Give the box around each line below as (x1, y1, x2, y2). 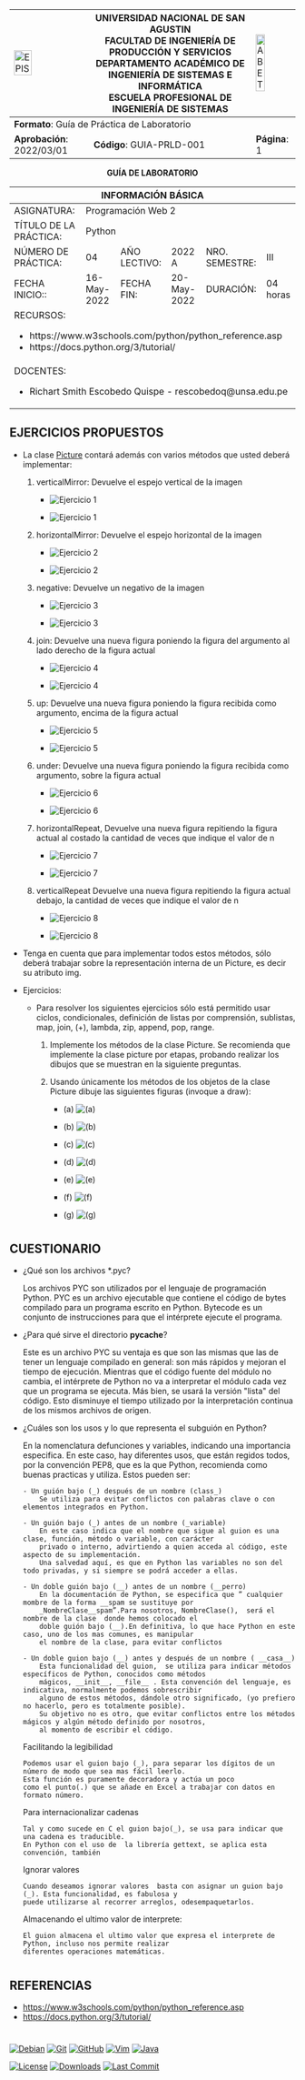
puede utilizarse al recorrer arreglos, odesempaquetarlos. (22, 1898, 255, 1907)
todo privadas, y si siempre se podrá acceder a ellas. (22, 1566, 239, 1576)
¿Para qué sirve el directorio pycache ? (22, 1330, 168, 1341)
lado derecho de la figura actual (35, 645, 156, 656)
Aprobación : (14, 133, 69, 145)
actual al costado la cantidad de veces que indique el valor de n (35, 832, 275, 843)
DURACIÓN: (205, 283, 257, 295)
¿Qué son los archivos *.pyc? (22, 1265, 132, 1276)
